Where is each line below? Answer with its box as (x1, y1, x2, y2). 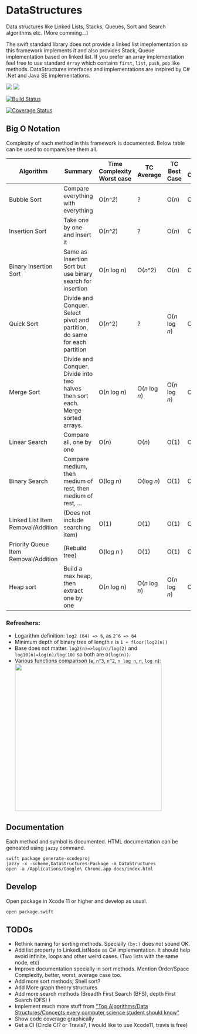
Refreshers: (6, 619, 41, 627)
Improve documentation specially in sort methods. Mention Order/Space (14, 965, 189, 972)
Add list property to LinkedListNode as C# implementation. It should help (14, 946, 191, 953)
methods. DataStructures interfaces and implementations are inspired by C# (6, 65, 191, 72)
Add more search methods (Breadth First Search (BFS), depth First (14, 990, 176, 998)
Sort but (63, 262, 86, 271)
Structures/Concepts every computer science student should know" (14, 1009, 180, 1016)
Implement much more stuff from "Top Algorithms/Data (14, 1003, 148, 1010)
